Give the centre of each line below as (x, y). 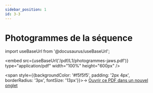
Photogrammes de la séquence (69, 38)
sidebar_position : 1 (26, 9)
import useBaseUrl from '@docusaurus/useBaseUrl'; (57, 51)
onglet (11, 86)
